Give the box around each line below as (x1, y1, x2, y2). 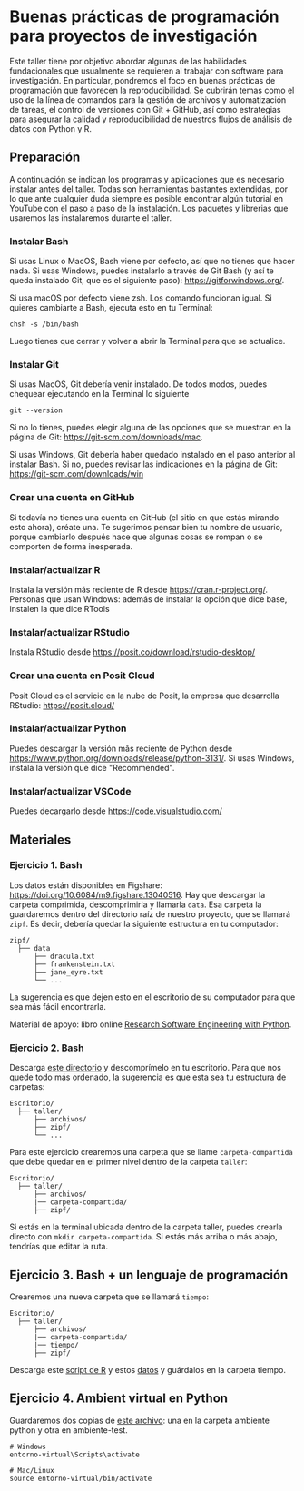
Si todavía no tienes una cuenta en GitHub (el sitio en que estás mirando (9, 511, 279, 523)
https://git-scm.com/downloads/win (9, 469, 143, 479)
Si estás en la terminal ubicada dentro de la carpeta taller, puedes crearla (9, 1221, 283, 1232)
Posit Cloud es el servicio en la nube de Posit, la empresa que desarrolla (9, 690, 279, 701)
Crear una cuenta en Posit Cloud (9, 669, 156, 682)
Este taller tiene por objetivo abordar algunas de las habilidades (9, 55, 247, 66)
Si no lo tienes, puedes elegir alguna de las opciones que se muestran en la (9, 422, 292, 433)
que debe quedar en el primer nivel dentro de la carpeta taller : (9, 1156, 248, 1168)
